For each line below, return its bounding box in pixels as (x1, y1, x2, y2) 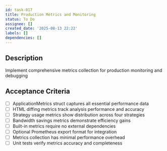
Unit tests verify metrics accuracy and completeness (12, 140, 123, 146)
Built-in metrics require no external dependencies (12, 123, 116, 129)
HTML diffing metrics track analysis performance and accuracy (12, 106, 145, 112)
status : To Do (5, 17, 35, 22)
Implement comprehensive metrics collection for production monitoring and (5, 67, 162, 73)
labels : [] (5, 31, 28, 36)
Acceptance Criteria (5, 87, 70, 96)
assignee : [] (5, 21, 33, 27)
